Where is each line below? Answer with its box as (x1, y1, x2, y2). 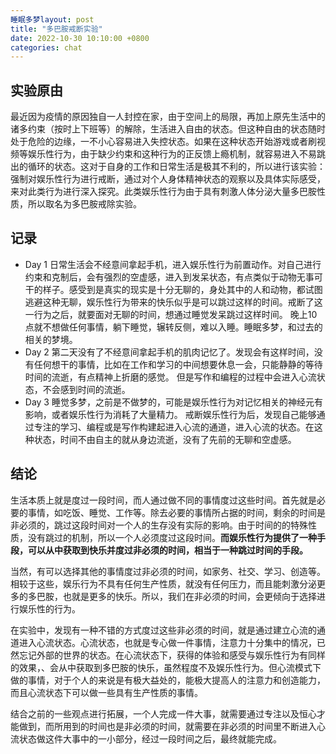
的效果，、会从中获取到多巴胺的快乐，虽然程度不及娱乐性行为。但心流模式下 (10, 661, 322, 673)
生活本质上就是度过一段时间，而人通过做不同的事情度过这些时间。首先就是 (10, 494, 317, 506)
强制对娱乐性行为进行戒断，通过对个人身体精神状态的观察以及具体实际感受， (10, 173, 326, 185)
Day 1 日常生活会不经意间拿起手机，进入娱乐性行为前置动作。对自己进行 (24, 258, 322, 270)
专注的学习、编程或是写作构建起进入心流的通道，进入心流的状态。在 (33, 421, 315, 433)
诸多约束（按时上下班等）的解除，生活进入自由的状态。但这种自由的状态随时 (10, 123, 326, 135)
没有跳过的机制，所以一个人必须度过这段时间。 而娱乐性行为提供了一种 (27, 531, 317, 543)
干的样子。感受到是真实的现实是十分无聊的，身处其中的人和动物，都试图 (24, 283, 323, 295)
